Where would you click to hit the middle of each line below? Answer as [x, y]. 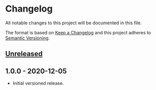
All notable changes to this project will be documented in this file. [74, 23]
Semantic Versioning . [27, 38]
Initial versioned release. [38, 83]
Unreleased [24, 54]
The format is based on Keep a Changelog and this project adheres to [78, 32]
